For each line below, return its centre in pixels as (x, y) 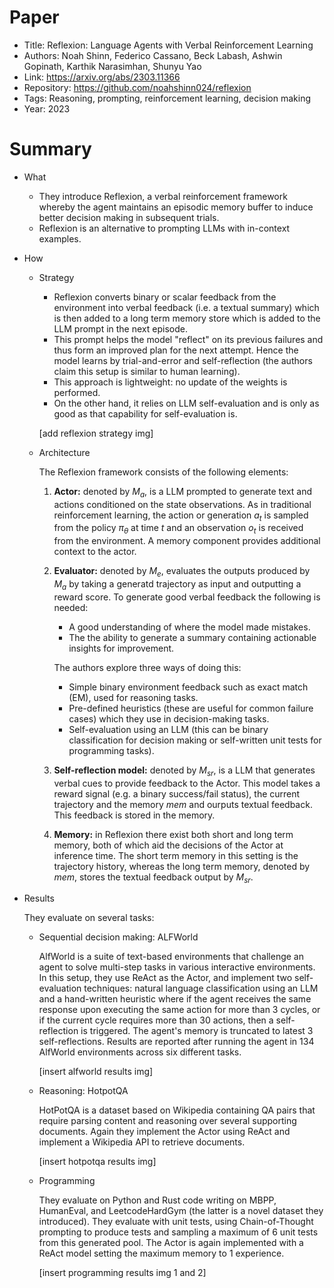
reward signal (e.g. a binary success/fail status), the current (177, 793)
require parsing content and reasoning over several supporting (167, 1121)
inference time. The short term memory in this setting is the (176, 855)
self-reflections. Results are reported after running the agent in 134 (176, 1042)
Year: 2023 (47, 108)
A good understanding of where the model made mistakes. (189, 627)
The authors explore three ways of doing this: (147, 667)
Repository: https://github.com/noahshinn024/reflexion (137, 87)
